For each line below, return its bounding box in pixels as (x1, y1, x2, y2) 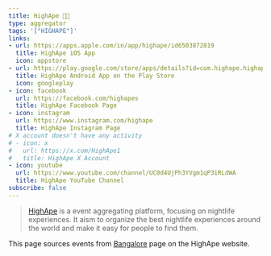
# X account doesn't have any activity (8, 131, 143, 139)
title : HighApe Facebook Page (15, 101, 117, 109)
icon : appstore (15, 57, 67, 65)
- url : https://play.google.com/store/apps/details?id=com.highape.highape (8, 64, 269, 72)
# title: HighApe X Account (8, 154, 110, 162)
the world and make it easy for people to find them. (27, 223, 199, 233)
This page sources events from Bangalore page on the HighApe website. (8, 238, 250, 248)
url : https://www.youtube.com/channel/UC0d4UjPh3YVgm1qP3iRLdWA (15, 169, 236, 177)
